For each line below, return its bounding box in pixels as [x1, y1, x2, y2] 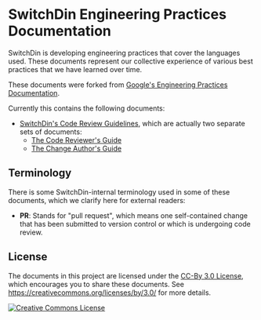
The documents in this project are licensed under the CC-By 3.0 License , [8, 271, 245, 280]
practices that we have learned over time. [8, 64, 143, 74]
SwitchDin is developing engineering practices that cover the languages [8, 48, 241, 57]
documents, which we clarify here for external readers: [8, 195, 186, 205]
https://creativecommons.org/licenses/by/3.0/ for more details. [8, 288, 212, 297]
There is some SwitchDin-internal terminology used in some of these [8, 187, 230, 197]
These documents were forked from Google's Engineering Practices [8, 80, 228, 89]
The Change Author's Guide [31, 144, 122, 153]
